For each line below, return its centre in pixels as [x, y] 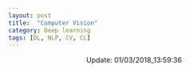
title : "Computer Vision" [53, 23]
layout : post [30, 15]
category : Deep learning [49, 30]
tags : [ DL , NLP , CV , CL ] [49, 38]
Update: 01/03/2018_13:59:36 [134, 60]
